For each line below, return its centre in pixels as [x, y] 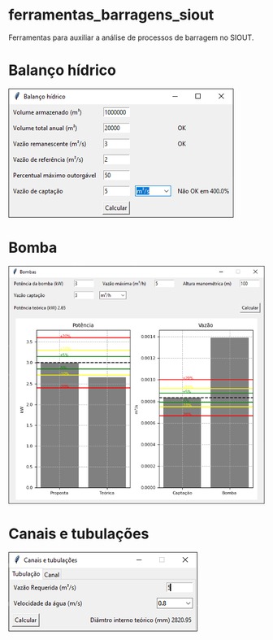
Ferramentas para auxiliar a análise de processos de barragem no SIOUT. [131, 37]
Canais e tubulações [79, 534]
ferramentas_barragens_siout [111, 15]
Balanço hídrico [62, 70]
